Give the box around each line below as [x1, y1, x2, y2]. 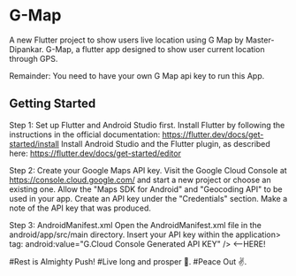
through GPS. [9, 53, 58, 64]
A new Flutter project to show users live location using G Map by [9, 34, 245, 45]
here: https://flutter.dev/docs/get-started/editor [9, 148, 181, 158]
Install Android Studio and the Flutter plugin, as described [60, 138, 271, 149]
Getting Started [9, 96, 96, 111]
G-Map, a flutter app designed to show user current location [45, 43, 265, 54]
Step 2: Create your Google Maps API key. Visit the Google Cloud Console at [9, 165, 287, 175]
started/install [9, 138, 59, 149]
